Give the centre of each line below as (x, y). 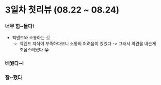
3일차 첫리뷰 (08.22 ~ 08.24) (62, 10)
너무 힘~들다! (20, 26)
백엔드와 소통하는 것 (31, 38)
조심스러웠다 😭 (34, 50)
